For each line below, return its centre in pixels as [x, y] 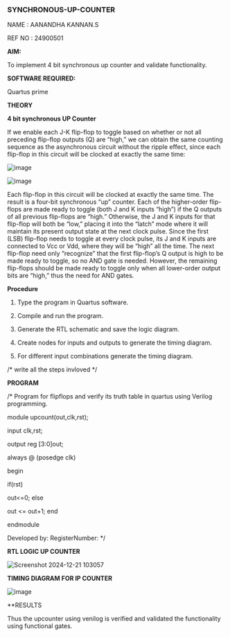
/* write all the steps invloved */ [52, 369]
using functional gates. [40, 626]
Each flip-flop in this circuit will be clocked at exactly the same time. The [110, 195]
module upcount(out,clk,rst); [48, 417]
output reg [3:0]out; [35, 444]
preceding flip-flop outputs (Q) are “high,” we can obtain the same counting [115, 139]
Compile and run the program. [60, 316]
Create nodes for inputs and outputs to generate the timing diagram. [115, 343]
